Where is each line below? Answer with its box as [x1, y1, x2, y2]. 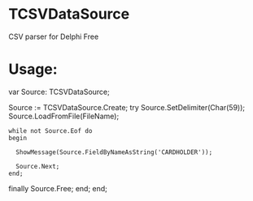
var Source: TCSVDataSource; [8, 87, 110, 96]
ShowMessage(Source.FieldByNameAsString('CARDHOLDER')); [15, 148, 213, 156]
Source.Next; [15, 162, 60, 170]
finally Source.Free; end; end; [8, 183, 108, 193]
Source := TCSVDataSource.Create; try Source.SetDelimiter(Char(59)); [8, 102, 246, 112]
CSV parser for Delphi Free [8, 32, 99, 41]
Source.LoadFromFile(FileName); [8, 111, 120, 121]
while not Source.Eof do [8, 126, 93, 135]
